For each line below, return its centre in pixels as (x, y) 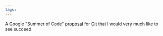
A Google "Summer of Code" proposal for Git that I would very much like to (82, 24)
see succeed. (19, 29)
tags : (11, 10)
